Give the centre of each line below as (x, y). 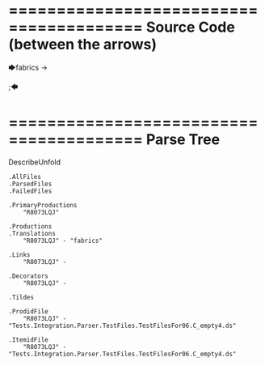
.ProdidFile (28, 311)
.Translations (32, 233)
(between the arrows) (83, 45)
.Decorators (28, 276)
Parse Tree (183, 140)
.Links (19, 255)
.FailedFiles (30, 191)
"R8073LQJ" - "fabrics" (63, 240)
